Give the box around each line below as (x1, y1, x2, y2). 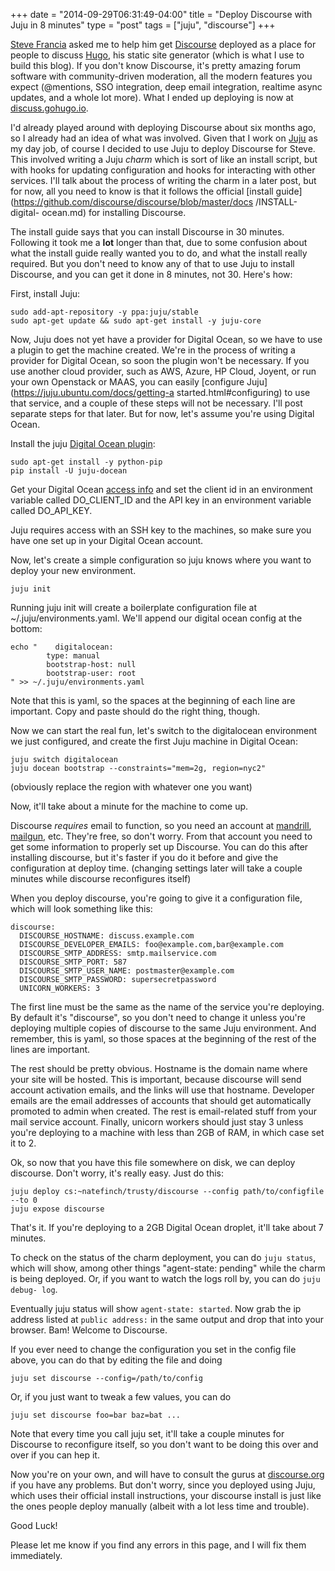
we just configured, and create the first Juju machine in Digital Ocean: (10, 735, 298, 747)
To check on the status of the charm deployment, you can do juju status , (10, 1252, 317, 1263)
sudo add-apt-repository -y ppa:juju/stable (10, 307, 199, 317)
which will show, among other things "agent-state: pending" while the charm (10, 1262, 326, 1274)
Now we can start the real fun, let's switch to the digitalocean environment (10, 725, 318, 736)
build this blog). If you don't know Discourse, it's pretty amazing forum (10, 60, 302, 71)
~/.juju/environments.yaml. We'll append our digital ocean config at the (10, 612, 303, 624)
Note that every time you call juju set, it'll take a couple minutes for (10, 1428, 285, 1439)
